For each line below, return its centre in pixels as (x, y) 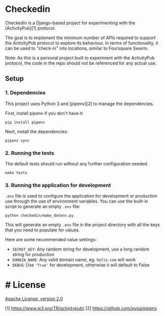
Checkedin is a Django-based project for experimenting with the (70, 23)
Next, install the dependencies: (36, 131)
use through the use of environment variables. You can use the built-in (77, 201)
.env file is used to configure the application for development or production (81, 196)
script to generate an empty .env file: (43, 207)
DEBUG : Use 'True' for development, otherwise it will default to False (81, 265)
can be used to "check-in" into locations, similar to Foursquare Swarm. (77, 48)
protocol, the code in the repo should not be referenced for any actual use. (81, 63)
